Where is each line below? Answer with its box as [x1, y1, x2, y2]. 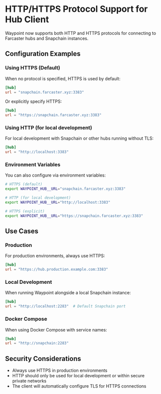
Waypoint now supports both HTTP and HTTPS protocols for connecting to [5, 30, 157, 36]
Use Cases [5, 227, 39, 236]
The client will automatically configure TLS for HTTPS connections [12, 383, 147, 389]
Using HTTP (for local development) [5, 124, 92, 131]
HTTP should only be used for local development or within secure [12, 373, 145, 379]
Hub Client [5, 14, 49, 25]
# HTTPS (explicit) [5, 209, 45, 213]
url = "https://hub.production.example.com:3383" [5, 267, 109, 272]
